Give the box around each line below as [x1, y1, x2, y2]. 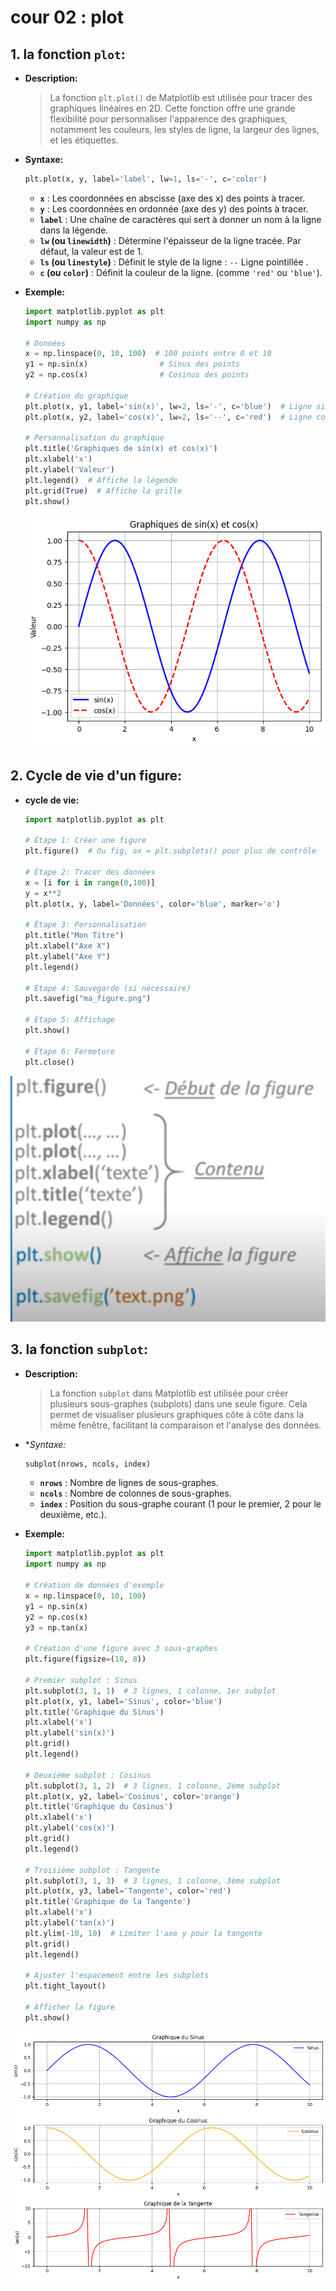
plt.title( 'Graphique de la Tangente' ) [24, 1897, 192, 1907]
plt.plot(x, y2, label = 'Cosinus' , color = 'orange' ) [24, 1791, 241, 1801]
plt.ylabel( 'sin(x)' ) [24, 1728, 115, 1738]
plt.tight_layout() [24, 1981, 107, 1991]
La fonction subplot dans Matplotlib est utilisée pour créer [49, 1387, 289, 1399]
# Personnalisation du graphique [24, 433, 165, 443]
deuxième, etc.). [39, 1509, 107, 1521]
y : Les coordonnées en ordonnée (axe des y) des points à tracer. [39, 202, 309, 215]
